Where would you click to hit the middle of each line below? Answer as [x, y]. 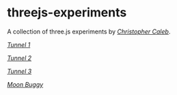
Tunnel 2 [19, 58]
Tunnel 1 [19, 44]
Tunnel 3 [19, 71]
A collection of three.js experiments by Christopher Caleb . [89, 31]
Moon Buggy [25, 84]
